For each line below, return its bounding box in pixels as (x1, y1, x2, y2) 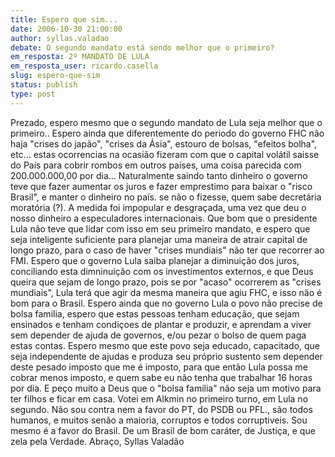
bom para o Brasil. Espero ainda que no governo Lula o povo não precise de (10, 297, 323, 309)
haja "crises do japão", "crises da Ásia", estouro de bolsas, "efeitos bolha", (10, 137, 318, 150)
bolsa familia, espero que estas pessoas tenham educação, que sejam (10, 307, 300, 320)
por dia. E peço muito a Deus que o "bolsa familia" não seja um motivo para (10, 382, 322, 394)
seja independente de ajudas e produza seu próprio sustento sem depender (10, 350, 323, 362)
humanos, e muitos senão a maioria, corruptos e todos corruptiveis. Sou (10, 414, 308, 426)
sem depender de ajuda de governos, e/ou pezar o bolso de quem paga (10, 329, 307, 341)
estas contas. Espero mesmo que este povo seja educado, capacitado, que (10, 339, 321, 351)
